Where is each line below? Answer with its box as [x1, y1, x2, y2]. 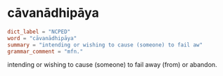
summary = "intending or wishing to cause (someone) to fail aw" [7, 41, 203, 49]
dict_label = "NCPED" [7, 28, 71, 35]
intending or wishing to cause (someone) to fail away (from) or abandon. [7, 61, 217, 69]
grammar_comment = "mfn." [7, 48, 83, 55]
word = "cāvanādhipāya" [7, 34, 77, 42]
